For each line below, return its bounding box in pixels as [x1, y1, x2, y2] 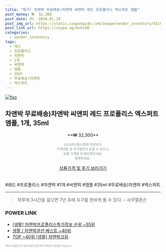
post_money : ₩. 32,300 [5, 12, 52, 17]
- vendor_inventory [9, 35, 50, 40]
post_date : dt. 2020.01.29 [5, 16, 61, 21]
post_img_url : [5, 21, 35, 26]
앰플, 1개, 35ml [5, 119, 49, 127]
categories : [5, 30, 30, 35]
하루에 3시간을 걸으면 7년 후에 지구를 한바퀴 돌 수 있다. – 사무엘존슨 [17, 197, 147, 203]
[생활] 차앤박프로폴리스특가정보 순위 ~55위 [12, 221, 95, 227]
